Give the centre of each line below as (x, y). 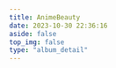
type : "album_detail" (49, 50)
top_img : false (37, 42)
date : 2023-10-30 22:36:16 (58, 26)
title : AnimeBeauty (45, 17)
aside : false (33, 34)
